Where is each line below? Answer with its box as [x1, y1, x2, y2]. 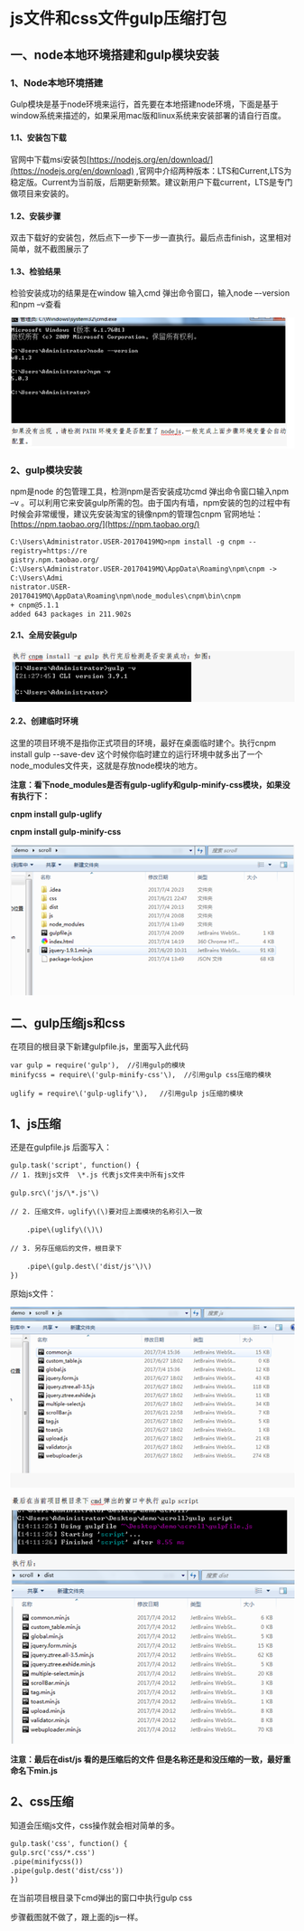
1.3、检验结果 [10, 266, 61, 277]
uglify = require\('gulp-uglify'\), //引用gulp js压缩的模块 [10, 1089, 244, 1099]
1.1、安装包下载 [10, 132, 67, 143]
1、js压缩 [10, 1116, 61, 1131]
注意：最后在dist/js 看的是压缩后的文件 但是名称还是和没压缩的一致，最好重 [10, 1754, 291, 1765]
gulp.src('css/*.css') [10, 1848, 96, 1857]
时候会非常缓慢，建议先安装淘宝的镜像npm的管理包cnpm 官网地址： [10, 508, 264, 519]
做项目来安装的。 [10, 188, 74, 199]
